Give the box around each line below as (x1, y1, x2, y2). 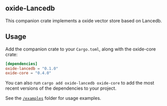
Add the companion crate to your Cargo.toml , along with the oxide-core (5, 46, 156, 52)
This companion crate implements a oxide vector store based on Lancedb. (5, 17, 162, 23)
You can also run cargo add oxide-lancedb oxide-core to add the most (5, 80, 155, 86)
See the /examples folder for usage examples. (5, 95, 101, 101)
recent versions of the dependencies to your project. (5, 85, 117, 91)
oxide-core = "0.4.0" (5, 71, 52, 76)
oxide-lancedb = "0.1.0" (5, 66, 58, 71)
